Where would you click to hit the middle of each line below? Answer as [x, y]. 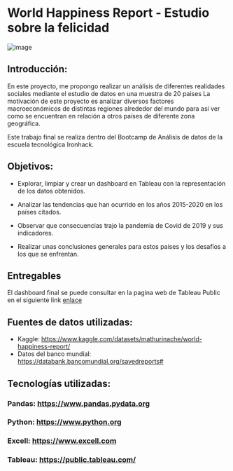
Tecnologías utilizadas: [59, 383]
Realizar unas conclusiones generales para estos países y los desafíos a [121, 246]
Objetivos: [30, 166]
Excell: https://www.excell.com [62, 441]
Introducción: [37, 69]
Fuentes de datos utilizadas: [70, 322]
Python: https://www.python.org [64, 422]
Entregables [34, 276]
